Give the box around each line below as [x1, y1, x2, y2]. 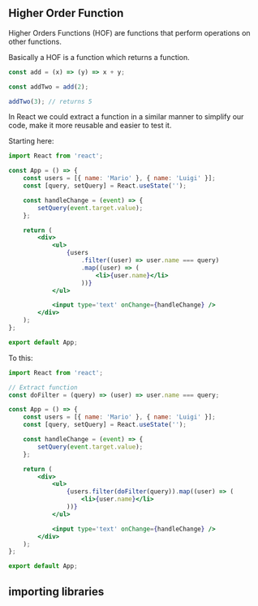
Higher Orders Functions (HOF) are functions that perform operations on [8, 28, 251, 37]
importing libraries [8, 584, 105, 599]
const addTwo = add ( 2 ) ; [8, 83, 89, 91]
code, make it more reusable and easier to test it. [8, 121, 172, 131]
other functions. [8, 37, 62, 46]
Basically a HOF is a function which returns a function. [8, 52, 191, 62]
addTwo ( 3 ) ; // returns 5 [8, 97, 92, 105]
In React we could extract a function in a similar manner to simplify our [8, 112, 244, 122]
